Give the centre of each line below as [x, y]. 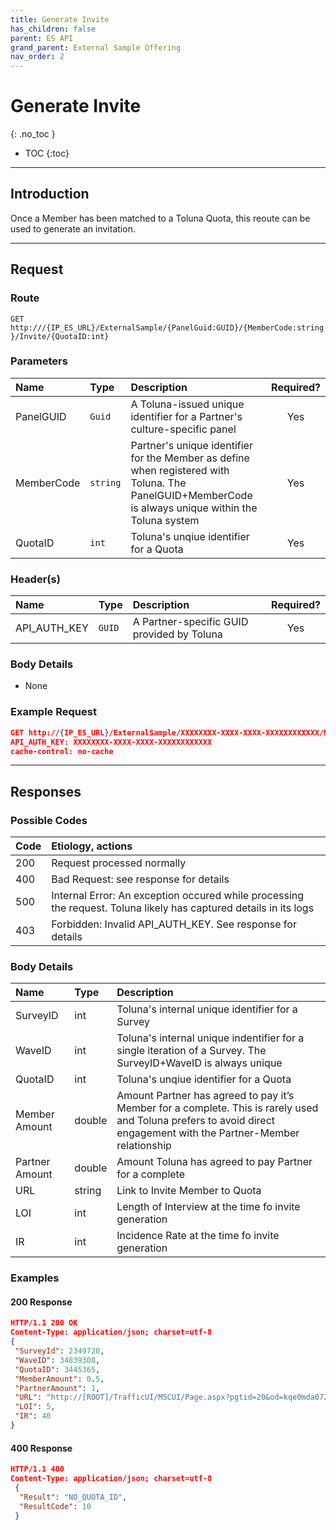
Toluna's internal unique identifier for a [207, 1009]
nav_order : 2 [37, 57]
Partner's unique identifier [191, 445]
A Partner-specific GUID [190, 622]
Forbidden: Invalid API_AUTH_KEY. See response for [174, 924]
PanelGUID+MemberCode [191, 495]
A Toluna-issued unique [187, 404]
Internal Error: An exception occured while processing [178, 896]
